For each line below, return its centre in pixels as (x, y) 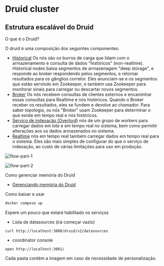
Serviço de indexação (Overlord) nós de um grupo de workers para (80, 120)
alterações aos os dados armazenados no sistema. (63, 131)
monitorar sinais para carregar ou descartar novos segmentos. (75, 89)
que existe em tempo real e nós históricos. (55, 115)
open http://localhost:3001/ (35, 249)
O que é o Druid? (22, 39)
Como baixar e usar (25, 194)
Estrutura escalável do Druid (49, 27)
